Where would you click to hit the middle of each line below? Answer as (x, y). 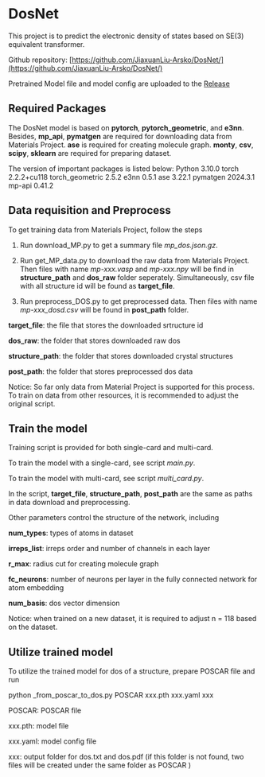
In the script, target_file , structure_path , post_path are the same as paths (131, 494)
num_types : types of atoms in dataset (71, 533)
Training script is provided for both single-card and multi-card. (111, 448)
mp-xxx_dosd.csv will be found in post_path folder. (104, 309)
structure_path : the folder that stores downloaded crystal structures (121, 355)
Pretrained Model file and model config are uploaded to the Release (119, 84)
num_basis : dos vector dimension (64, 603)
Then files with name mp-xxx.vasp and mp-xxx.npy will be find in (127, 269)
